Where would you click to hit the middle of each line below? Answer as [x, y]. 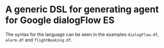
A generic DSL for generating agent [82, 9]
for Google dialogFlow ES [60, 20]
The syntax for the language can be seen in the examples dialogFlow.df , [82, 34]
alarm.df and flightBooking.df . [39, 40]
